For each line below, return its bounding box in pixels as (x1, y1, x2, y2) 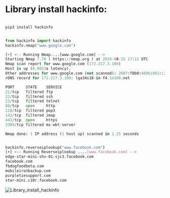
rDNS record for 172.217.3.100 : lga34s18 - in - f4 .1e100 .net (5, 75, 130, 80)
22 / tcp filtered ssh (5, 94, 53, 99)
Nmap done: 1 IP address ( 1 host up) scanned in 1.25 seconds (5, 131, 139, 136)
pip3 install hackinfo (5, 24, 53, 30)
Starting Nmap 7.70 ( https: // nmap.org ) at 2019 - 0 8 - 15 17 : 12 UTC (5, 57, 148, 62)
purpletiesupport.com (5, 173, 51, 178)
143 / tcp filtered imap (5, 113, 56, 118)
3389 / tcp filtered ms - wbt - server (5, 122, 76, 127)
